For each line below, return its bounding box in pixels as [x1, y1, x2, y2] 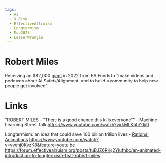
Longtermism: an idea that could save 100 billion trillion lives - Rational [5, 131, 149, 137]
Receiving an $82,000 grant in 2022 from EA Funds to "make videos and [5, 72, 154, 78]
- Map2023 [9, 30, 30, 35]
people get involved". [5, 82, 49, 89]
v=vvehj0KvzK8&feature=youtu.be [5, 142, 75, 148]
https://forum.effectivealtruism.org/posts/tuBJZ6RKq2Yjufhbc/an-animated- [5, 147, 161, 153]
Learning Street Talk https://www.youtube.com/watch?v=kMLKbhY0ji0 [5, 122, 150, 127]
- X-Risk [9, 16, 28, 21]
